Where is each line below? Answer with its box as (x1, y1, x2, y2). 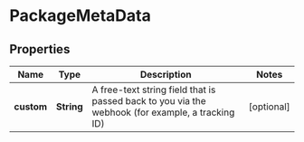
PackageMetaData (9, 5, 151, 26)
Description (139, 69, 192, 80)
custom (14, 100, 48, 113)
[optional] (248, 100, 290, 113)
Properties (9, 42, 71, 57)
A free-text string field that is (91, 83, 216, 96)
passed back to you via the (91, 95, 206, 107)
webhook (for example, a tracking (91, 106, 235, 118)
